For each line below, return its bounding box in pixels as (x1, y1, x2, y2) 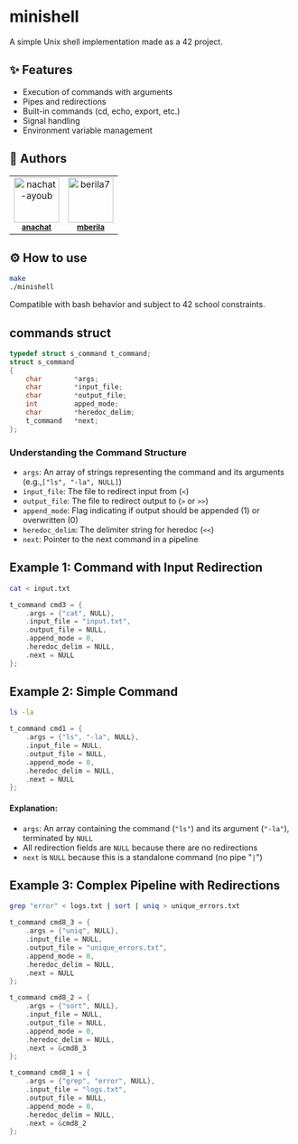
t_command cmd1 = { (9, 725, 83, 734)
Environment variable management (22, 125, 154, 136)
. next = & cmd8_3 (25, 1044, 88, 1053)
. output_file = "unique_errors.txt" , (25, 942, 168, 952)
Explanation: (9, 802, 59, 813)
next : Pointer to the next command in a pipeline (22, 533, 199, 544)
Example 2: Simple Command (9, 684, 179, 699)
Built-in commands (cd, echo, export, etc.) (22, 106, 181, 117)
